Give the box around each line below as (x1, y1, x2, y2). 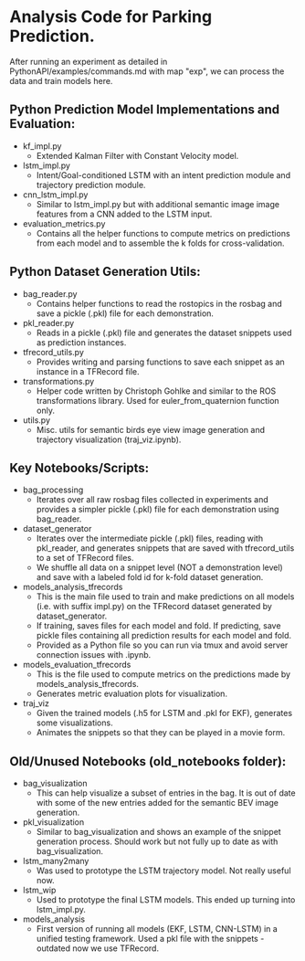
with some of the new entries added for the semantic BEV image (36, 797, 279, 808)
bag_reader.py (22, 288, 78, 299)
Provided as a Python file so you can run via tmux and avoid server (36, 639, 289, 650)
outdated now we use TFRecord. (36, 943, 160, 954)
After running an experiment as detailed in (9, 56, 168, 67)
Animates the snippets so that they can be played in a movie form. (36, 727, 286, 738)
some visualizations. (36, 717, 113, 728)
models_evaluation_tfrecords (22, 660, 131, 671)
